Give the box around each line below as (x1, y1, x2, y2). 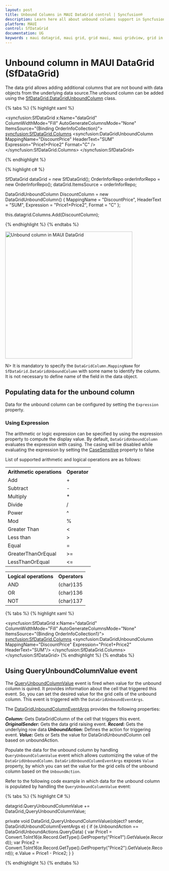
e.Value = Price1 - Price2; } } (15, 850, 74, 856)
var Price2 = (13, 839, 39, 845)
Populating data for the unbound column (5, 388, 135, 397)
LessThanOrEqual (8, 558, 50, 565)
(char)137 (58, 597, 83, 604)
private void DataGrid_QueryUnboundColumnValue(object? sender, (5, 818, 144, 824)
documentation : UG (5, 31, 44, 36)
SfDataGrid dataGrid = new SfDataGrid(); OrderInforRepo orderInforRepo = (5, 176, 160, 182)
